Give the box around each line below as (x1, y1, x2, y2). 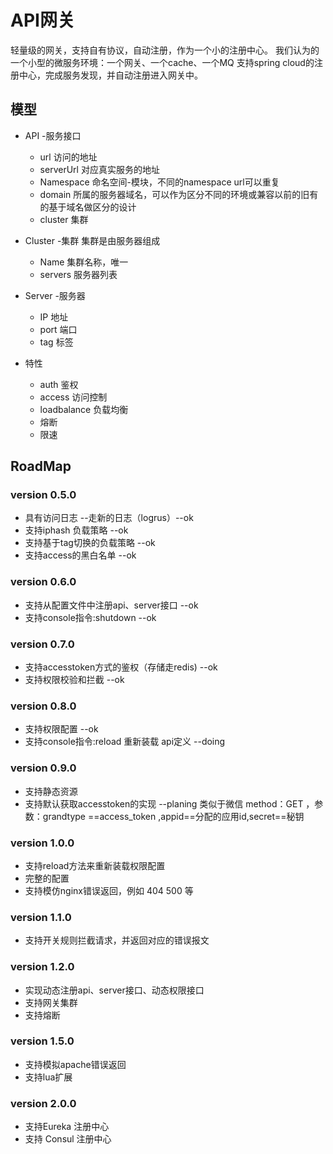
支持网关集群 (24, 996, 78, 1008)
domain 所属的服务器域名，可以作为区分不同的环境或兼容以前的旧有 (39, 188, 319, 200)
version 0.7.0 (10, 637, 75, 651)
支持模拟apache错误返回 (24, 1058, 127, 1070)
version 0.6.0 (10, 575, 77, 589)
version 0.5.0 (10, 488, 77, 502)
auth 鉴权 (39, 378, 79, 390)
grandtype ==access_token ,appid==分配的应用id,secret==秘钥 (42, 810, 305, 822)
